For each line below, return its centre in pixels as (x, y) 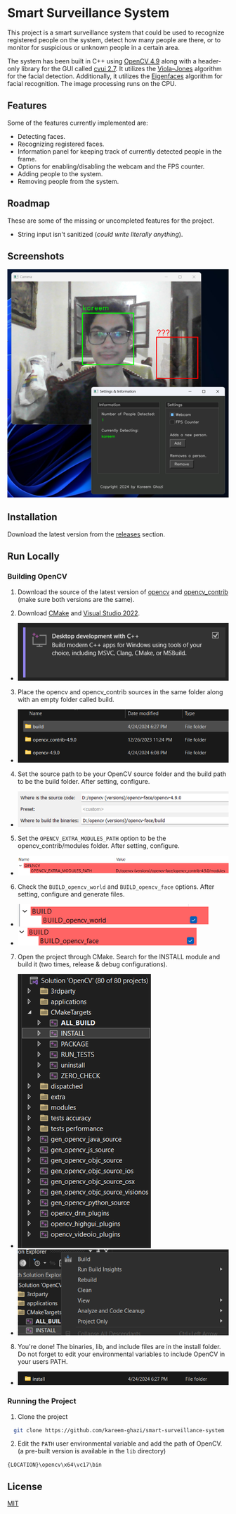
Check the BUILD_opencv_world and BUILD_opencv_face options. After (116, 887)
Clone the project (42, 1416)
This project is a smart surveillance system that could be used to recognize (116, 32)
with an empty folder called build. (66, 699)
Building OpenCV (38, 577)
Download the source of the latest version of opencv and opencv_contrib (123, 592)
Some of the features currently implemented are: (78, 123)
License (25, 1486)
